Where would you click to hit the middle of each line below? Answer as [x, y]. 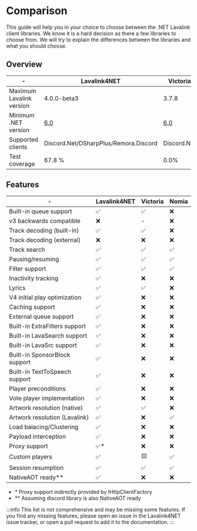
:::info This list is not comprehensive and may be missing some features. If [96, 509]
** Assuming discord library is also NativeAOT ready [78, 498]
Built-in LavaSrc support [43, 345]
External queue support [42, 316]
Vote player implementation [47, 398]
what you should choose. [37, 46]
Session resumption [36, 467]
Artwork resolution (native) [46, 407]
